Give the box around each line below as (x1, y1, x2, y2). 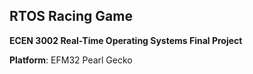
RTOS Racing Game (9, 8, 133, 25)
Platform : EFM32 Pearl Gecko (9, 54, 133, 66)
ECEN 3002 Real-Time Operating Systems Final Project (9, 34, 243, 46)
